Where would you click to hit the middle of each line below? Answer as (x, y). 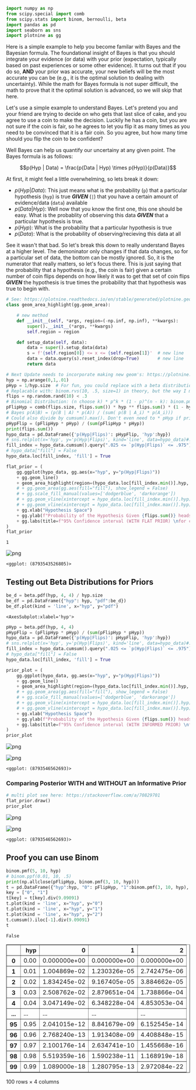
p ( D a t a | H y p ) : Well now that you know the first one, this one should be (98, 209)
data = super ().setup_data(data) (68, 348)
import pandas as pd (31, 25)
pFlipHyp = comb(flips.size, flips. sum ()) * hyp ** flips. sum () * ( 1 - (95, 407)
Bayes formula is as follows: (40, 156)
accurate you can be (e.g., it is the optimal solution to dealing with (85, 78)
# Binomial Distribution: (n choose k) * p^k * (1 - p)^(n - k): (87, 402)
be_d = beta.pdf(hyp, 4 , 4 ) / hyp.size (55, 596)
